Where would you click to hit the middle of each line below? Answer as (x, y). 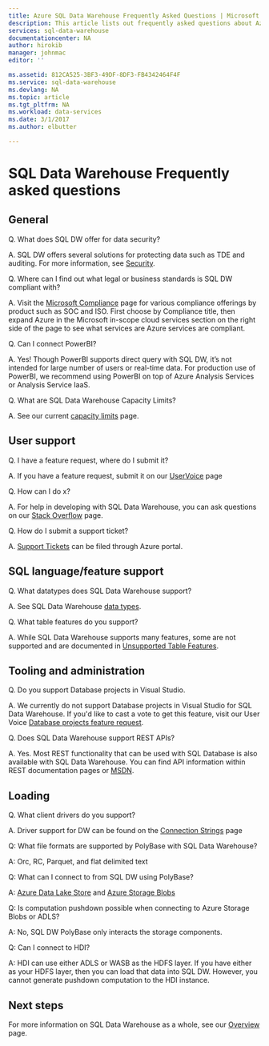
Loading (29, 796)
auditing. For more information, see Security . (82, 263)
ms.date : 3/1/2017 (39, 120)
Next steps (36, 1005)
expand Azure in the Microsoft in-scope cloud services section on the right (132, 319)
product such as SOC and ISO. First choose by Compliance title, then (122, 311)
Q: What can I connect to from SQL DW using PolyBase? (101, 877)
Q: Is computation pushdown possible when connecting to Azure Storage (129, 908)
